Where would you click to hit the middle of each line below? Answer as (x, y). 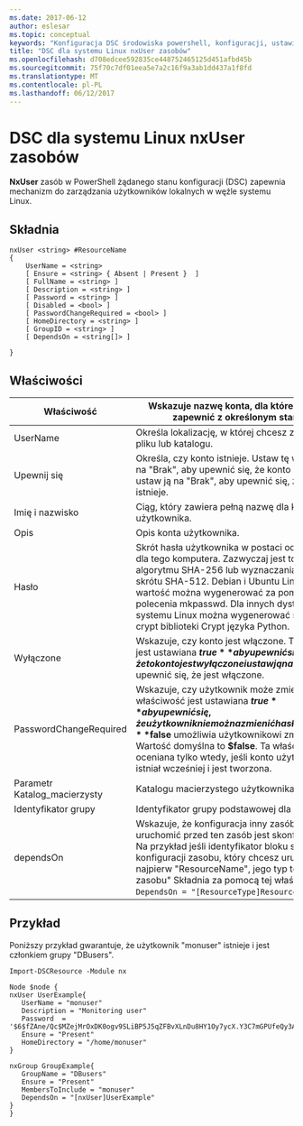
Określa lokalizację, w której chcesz (211, 432)
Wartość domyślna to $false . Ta (203, 746)
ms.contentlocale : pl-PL (56, 85)
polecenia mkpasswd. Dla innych (205, 604)
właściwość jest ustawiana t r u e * (207, 701)
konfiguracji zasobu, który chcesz (207, 858)
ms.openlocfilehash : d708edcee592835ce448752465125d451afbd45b (131, 60)
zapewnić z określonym (225, 418)
